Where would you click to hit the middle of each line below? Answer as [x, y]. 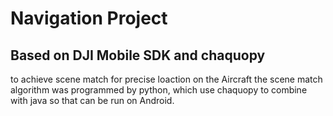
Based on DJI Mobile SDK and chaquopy [138, 55]
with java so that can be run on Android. [92, 100]
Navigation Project [89, 18]
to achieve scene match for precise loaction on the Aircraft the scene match [166, 79]
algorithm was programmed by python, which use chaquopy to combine [159, 90]
